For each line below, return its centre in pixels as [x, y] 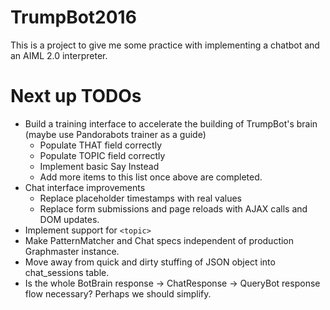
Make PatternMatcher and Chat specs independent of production [159, 240]
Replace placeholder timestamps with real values [140, 198]
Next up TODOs [76, 96]
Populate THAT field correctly [101, 145]
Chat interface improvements [85, 187]
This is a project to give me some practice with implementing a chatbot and [165, 45]
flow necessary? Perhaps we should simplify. [118, 293]
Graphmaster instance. [72, 251]
